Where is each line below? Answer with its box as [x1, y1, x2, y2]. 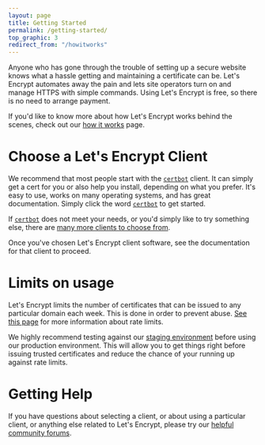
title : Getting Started [8, 19, 87, 27]
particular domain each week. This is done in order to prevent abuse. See [8, 309, 248, 318]
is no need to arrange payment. [8, 96, 111, 106]
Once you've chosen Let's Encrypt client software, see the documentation [8, 238, 251, 247]
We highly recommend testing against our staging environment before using [8, 333, 256, 341]
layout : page [8, 11, 51, 20]
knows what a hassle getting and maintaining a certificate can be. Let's [8, 71, 240, 81]
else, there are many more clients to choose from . [8, 223, 171, 232]
